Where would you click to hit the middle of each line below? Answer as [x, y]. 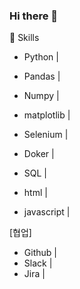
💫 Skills [24, 38]
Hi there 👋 [34, 16]
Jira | [34, 274]
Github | [40, 253]
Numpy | [41, 96]
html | [35, 193]
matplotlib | [47, 115]
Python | [41, 57]
